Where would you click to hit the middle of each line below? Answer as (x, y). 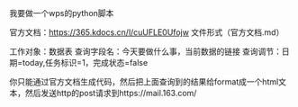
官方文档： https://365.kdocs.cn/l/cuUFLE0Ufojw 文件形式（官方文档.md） (147, 32)
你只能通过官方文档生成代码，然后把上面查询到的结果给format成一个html (144, 82)
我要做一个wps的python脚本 (62, 13)
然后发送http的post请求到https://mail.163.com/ (111, 93)
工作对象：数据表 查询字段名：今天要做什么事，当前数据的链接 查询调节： (145, 51)
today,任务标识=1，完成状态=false (85, 62)
